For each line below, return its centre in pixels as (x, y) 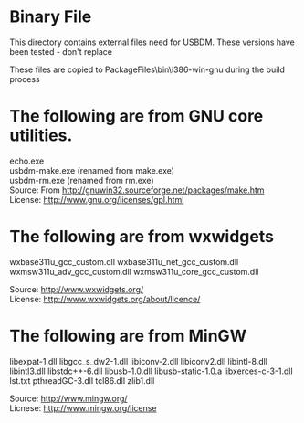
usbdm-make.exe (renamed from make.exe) (92, 170)
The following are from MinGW (128, 336)
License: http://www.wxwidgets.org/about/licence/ (105, 299)
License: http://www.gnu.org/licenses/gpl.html (97, 199)
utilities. (41, 136)
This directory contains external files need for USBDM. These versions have (152, 42)
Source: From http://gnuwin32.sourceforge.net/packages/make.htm (137, 190)
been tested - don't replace (61, 51)
